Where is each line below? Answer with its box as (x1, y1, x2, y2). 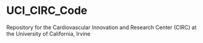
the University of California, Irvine (6, 30, 91, 37)
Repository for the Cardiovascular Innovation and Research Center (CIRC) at (6, 24, 197, 31)
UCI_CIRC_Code (6, 4, 88, 18)
